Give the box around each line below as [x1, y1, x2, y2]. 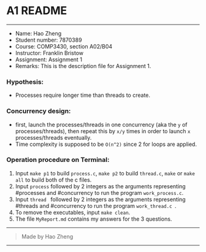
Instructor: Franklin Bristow [15, 49, 84, 56]
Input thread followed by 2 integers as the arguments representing [15, 196, 186, 203]
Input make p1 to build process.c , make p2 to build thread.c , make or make [15, 169, 195, 177]
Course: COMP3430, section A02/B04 [15, 42, 113, 50]
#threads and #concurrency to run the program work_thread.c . [15, 202, 177, 209]
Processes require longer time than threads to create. [15, 91, 151, 99]
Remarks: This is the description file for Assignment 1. [15, 62, 151, 69]
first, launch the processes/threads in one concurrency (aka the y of [15, 121, 188, 128]
